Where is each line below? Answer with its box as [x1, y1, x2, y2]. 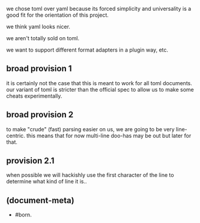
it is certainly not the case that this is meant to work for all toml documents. [6, 79, 192, 86]
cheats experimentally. [6, 92, 62, 100]
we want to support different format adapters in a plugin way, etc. [6, 46, 169, 53]
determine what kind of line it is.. [6, 178, 87, 185]
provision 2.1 [6, 156, 55, 166]
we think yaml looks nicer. [6, 23, 71, 30]
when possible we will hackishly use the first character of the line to [6, 171, 174, 179]
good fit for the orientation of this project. [6, 11, 109, 19]
